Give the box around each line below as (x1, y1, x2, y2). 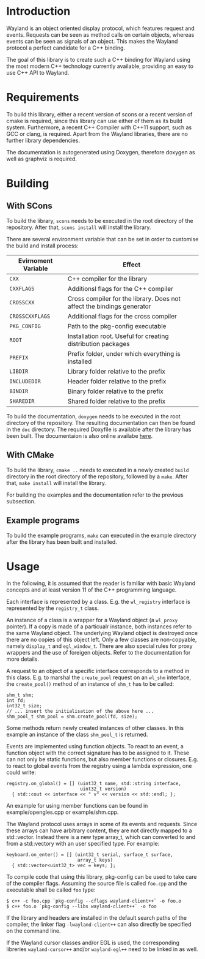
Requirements (6, 91, 79, 105)
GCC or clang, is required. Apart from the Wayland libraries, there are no (6, 130, 188, 137)
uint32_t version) (80, 786, 127, 792)
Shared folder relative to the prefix (67, 397, 166, 405)
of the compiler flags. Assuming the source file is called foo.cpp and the (6, 880, 187, 887)
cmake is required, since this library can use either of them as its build (6, 117, 183, 124)
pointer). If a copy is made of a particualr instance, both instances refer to (6, 623, 192, 630)
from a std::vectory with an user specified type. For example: (6, 840, 160, 848)
